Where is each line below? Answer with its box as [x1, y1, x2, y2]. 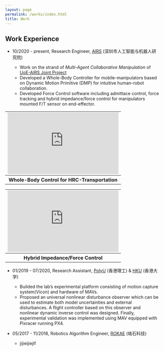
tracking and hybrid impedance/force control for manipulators [19, 96, 145, 102]
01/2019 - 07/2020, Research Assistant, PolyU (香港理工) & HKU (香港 [12, 268, 154, 274]
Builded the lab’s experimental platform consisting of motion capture [19, 284, 159, 290]
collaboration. [19, 85, 48, 91]
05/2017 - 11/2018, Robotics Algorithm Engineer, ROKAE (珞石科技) [12, 331, 147, 337]
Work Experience [5, 35, 60, 43]
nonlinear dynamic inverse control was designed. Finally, [19, 310, 135, 316]
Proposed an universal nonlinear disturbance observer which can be [19, 294, 159, 300]
